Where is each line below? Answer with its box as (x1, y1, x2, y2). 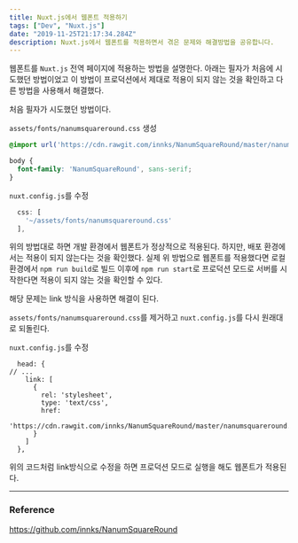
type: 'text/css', (41, 399, 109, 407)
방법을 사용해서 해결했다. (18, 85, 105, 96)
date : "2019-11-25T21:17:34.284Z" (9, 29, 137, 38)
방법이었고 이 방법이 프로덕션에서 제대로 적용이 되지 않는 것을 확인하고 (32, 74, 275, 85)
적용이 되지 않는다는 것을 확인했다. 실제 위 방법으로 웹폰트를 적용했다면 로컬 (25, 252, 286, 263)
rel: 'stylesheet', (41, 391, 114, 399)
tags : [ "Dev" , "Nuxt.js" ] (9, 21, 105, 30)
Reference (9, 504, 55, 516)
